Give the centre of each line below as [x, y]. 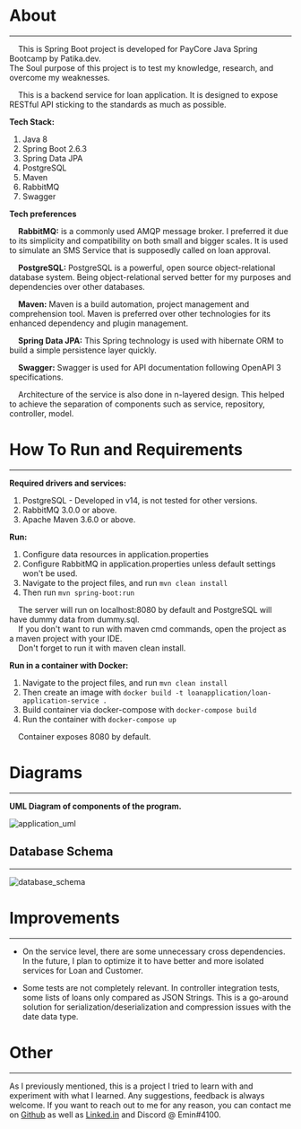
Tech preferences [43, 214]
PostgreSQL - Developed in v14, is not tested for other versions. [140, 500]
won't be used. [50, 573]
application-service [60, 701]
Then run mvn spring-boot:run [78, 592]
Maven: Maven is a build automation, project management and [133, 304]
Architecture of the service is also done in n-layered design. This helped [151, 394]
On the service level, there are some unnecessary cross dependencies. [154, 951]
